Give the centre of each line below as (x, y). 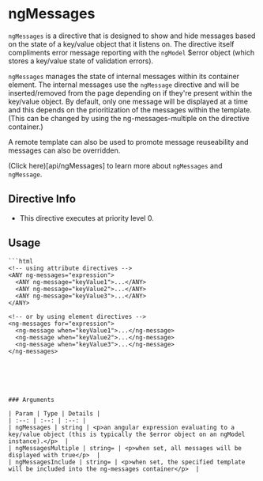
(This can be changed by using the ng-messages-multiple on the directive (129, 118)
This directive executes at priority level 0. (86, 218)
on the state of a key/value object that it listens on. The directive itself (121, 44)
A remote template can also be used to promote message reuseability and (128, 142)
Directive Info (42, 199)
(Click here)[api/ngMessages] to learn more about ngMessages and (115, 165)
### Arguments (32, 400)
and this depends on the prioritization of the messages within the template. (130, 110)
